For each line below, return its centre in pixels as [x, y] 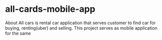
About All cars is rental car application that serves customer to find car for [81, 23]
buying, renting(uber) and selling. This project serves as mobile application [81, 28]
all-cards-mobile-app [50, 9]
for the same [18, 33]
